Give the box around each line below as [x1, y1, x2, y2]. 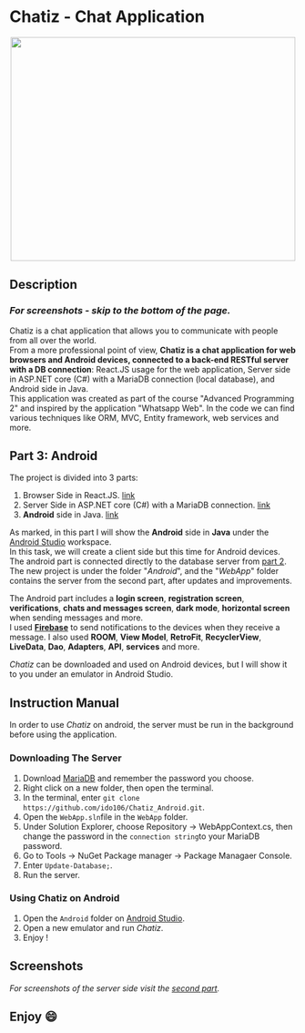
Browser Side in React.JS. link [22, 490, 136, 501]
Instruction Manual [9, 695, 120, 711]
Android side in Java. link [22, 509, 119, 520]
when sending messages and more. [9, 612, 144, 623]
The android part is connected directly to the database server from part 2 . [9, 556, 287, 567]
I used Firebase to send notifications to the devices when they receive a [9, 622, 280, 633]
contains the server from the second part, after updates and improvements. [9, 576, 293, 587]
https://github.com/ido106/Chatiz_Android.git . [22, 802, 205, 813]
